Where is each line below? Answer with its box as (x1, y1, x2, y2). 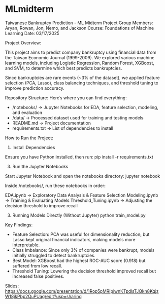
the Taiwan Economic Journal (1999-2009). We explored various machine (5, 54, 155, 60)
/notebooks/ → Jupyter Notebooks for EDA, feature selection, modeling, (12, 104, 159, 110)
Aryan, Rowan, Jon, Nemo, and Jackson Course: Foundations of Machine (5, 25, 154, 31)
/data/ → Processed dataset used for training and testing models (12, 114, 144, 120)
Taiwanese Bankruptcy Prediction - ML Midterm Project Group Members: (5, 20, 153, 26)
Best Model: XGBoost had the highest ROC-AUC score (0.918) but (12, 258, 146, 264)
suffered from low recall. (12, 263, 63, 268)
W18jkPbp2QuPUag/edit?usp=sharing (5, 293, 82, 299)
